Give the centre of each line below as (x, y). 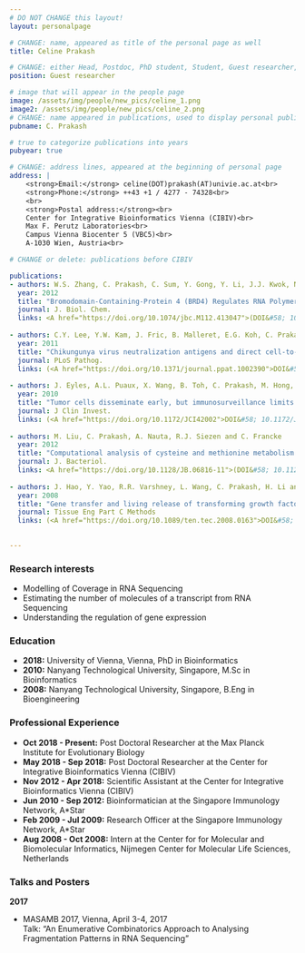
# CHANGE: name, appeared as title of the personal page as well (135, 43)
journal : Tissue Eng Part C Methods (87, 512)
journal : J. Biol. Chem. (64, 309)
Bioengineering (51, 699)
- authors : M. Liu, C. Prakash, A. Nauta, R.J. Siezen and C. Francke (146, 437)
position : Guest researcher (63, 76)
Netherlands (46, 858)
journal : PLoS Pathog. (60, 360)
